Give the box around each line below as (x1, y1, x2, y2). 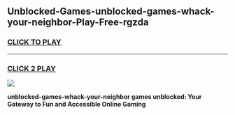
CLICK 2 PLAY (7, 63, 56, 73)
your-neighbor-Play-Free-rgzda (7, 17, 149, 29)
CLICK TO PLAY (7, 38, 62, 47)
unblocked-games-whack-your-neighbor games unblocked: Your (7, 92, 202, 100)
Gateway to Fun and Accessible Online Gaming (7, 100, 146, 108)
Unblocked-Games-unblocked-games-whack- (7, 6, 215, 17)
